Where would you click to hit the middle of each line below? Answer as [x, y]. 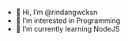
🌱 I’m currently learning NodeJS [68, 29]
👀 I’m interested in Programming [68, 20]
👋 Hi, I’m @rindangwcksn [56, 12]
